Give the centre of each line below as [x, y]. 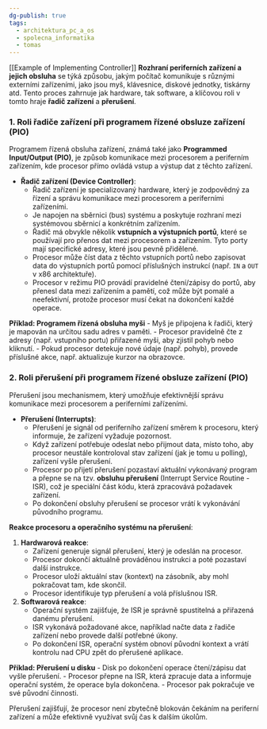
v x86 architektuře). [65, 274]
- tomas [29, 45]
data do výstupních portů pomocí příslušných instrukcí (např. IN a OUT [145, 266]
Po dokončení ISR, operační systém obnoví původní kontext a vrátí [140, 643]
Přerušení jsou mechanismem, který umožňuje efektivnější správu [116, 395]
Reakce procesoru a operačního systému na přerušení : [101, 527]
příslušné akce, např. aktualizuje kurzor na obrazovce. [97, 357]
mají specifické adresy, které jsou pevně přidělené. [115, 249]
